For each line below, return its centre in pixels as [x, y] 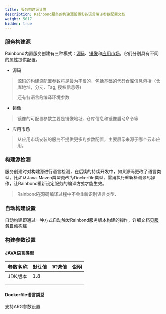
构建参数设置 [21, 240]
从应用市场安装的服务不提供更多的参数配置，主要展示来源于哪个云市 [86, 139]
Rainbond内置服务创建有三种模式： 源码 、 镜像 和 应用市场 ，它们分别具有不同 [82, 53]
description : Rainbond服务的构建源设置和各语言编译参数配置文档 [65, 14]
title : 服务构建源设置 [26, 10]
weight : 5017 [19, 19]
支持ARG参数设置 [23, 307]
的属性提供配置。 [22, 59]
